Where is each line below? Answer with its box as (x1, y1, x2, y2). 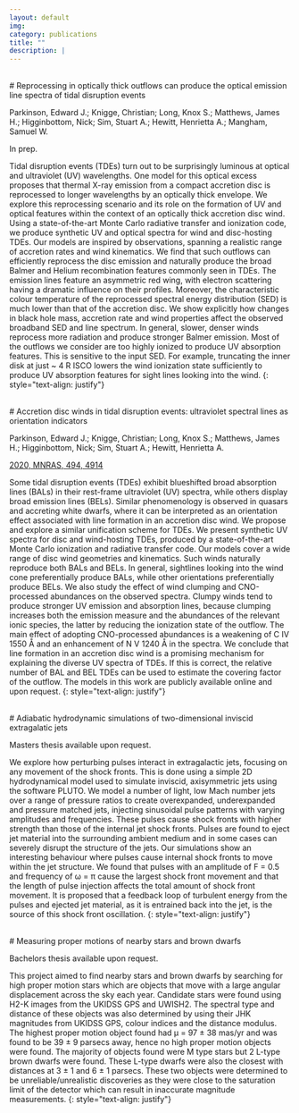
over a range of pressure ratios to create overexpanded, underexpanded (9, 795, 276, 805)
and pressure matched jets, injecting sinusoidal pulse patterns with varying (9, 805, 286, 815)
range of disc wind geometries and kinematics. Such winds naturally (9, 553, 261, 564)
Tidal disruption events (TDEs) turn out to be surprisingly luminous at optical (9, 161, 290, 172)
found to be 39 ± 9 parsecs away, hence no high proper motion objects (9, 1037, 272, 1048)
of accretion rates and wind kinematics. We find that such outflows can (9, 247, 270, 257)
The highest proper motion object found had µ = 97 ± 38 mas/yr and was (9, 1027, 278, 1038)
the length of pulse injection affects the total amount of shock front (9, 881, 256, 891)
